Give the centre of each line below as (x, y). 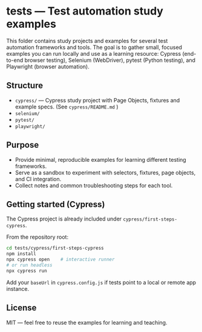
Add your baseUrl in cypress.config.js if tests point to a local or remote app (101, 282)
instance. (18, 288)
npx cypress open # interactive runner (60, 260)
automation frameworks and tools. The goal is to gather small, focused (94, 47)
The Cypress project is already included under (64, 219)
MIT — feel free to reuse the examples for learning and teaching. (87, 322)
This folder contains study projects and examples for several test (87, 41)
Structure (25, 86)
